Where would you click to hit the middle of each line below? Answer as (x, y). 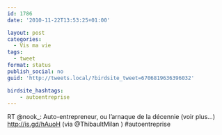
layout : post (26, 33)
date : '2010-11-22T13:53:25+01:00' (59, 20)
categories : (24, 39)
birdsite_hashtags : (35, 90)
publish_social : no (35, 71)
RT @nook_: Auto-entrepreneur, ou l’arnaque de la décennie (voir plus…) (111, 117)
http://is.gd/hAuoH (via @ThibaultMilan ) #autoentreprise (89, 124)
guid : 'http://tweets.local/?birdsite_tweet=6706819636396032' (101, 78)
